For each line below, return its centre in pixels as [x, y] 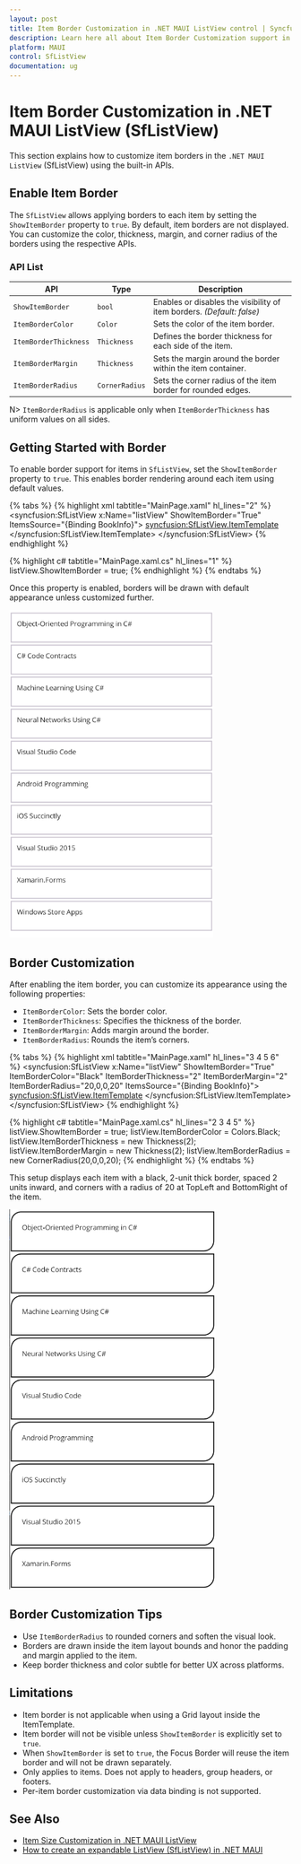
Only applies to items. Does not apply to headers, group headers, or [147, 1772]
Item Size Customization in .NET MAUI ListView [109, 1841]
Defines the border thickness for [213, 336]
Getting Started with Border [88, 447]
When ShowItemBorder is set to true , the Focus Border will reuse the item [155, 1753]
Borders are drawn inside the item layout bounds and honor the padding [155, 1645]
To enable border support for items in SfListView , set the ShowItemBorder [143, 469]
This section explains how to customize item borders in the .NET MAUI [137, 155]
